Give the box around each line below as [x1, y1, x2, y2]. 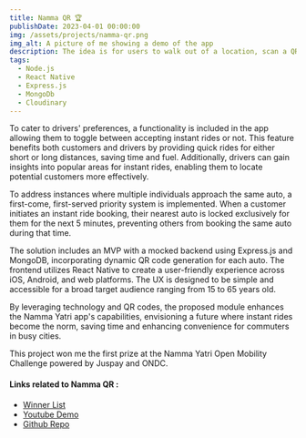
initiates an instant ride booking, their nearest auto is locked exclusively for [9, 209, 290, 219]
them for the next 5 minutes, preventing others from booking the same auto [9, 218, 292, 229]
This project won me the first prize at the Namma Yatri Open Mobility [9, 348, 267, 360]
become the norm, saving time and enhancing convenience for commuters [9, 321, 290, 332]
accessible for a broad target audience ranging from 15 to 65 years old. [9, 284, 276, 295]
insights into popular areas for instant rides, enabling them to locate [9, 161, 263, 173]
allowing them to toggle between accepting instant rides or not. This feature [9, 133, 294, 144]
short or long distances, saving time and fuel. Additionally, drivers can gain [9, 152, 290, 163]
